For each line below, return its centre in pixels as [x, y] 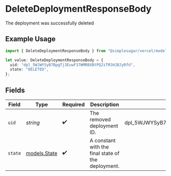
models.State [41, 153]
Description [105, 104]
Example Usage [31, 39]
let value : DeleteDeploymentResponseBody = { [54, 60]
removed [100, 119]
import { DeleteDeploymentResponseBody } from [55, 51]
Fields [15, 90]
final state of [105, 153]
